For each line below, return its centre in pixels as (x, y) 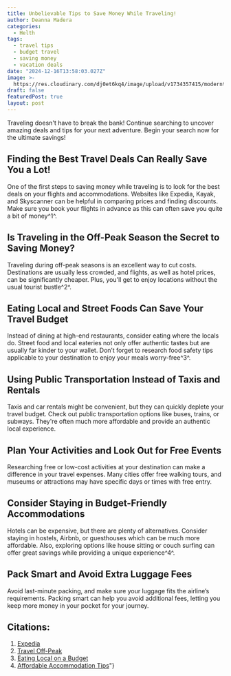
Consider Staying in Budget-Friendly (87, 503)
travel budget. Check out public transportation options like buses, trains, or (113, 414)
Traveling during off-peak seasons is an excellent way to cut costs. (102, 265)
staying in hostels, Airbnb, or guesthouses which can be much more (104, 537)
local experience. (32, 429)
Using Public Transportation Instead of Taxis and (114, 379)
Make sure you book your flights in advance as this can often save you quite (115, 208)
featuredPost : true (35, 97)
